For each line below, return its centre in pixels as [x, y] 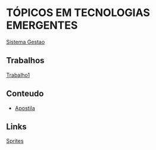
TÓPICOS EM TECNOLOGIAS [78, 13]
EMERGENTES [42, 25]
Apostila [25, 108]
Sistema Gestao [26, 42]
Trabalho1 [18, 75]
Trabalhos [25, 60]
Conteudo [25, 94]
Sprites [15, 141]
